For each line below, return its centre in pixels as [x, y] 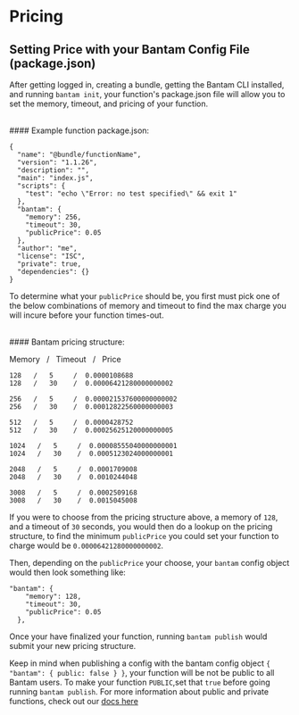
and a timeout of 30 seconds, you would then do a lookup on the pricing [141, 527]
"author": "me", [47, 248]
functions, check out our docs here [74, 701]
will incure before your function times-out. [87, 315]
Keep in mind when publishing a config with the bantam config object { [140, 663]
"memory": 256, [54, 217]
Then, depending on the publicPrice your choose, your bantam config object [149, 563]
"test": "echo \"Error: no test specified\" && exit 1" [132, 194]
